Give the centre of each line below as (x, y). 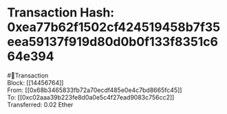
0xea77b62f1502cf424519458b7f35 (114, 27)
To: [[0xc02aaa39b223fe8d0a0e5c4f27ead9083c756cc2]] (91, 97)
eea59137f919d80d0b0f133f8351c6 (113, 42)
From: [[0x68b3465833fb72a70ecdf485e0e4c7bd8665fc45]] (95, 90)
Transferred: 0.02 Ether (40, 104)
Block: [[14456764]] (35, 82)
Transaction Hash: (61, 13)
